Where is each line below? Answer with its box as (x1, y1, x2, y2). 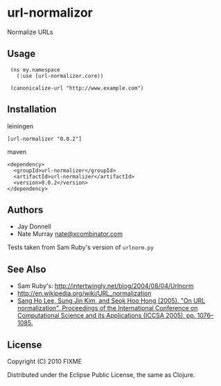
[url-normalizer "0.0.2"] (7, 135, 82, 142)
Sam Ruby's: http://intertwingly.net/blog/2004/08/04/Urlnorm (17, 282, 194, 290)
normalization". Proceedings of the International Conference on (17, 304, 198, 312)
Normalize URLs (7, 28, 53, 36)
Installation (7, 103, 57, 115)
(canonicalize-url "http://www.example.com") (10, 85, 144, 92)
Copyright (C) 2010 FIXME (7, 358, 82, 365)
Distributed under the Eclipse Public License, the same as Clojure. (7, 371, 195, 379)
